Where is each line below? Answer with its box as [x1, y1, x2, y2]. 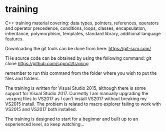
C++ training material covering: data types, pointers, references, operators [5, 20, 159, 26]
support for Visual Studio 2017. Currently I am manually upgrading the [5, 90, 148, 96]
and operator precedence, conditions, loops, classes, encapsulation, [5, 25, 146, 31]
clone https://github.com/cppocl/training [5, 60, 89, 66]
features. [5, 36, 24, 42]
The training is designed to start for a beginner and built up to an [5, 116, 138, 122]
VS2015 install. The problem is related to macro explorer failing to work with [5, 101, 161, 107]
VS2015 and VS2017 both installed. [5, 106, 77, 112]
